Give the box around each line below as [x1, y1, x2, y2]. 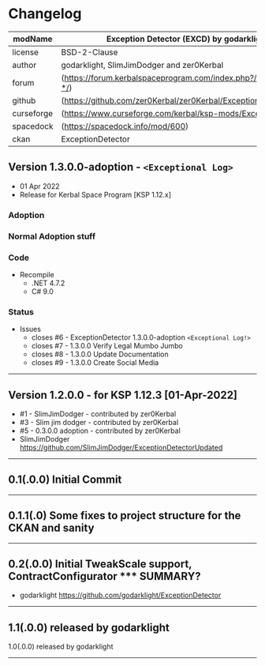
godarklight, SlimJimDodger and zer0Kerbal [61, 59, 224, 70]
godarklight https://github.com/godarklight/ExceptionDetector [19, 590, 222, 600]
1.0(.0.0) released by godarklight [8, 642, 114, 652]
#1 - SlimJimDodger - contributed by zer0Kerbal [19, 409, 177, 419]
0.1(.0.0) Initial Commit [8, 473, 122, 487]
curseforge [12, 107, 54, 119]
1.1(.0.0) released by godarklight [8, 621, 170, 634]
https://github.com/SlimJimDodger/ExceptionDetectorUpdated [19, 443, 223, 452]
